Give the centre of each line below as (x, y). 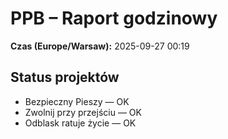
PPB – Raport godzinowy (114, 18)
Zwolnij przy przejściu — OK (83, 112)
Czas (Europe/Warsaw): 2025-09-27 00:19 (100, 46)
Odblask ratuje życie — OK (80, 123)
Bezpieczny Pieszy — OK (77, 101)
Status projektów (65, 77)
